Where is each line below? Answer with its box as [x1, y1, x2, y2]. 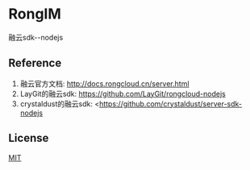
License [8, 131, 49, 145]
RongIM [8, 5, 62, 23]
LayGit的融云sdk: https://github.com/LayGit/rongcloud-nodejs [19, 89, 226, 98]
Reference [8, 56, 62, 70]
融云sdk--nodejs [8, 32, 64, 42]
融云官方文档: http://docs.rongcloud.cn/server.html [19, 78, 190, 89]
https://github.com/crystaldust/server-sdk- [99, 98, 243, 109]
